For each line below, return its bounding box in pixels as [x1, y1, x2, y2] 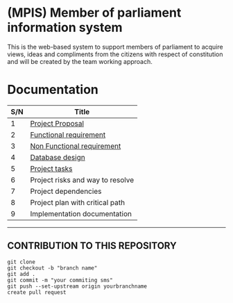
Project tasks [30, 163, 73, 173]
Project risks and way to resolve [30, 175, 135, 185]
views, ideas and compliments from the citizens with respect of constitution [7, 50, 223, 58]
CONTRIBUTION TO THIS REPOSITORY [7, 240, 177, 252]
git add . [7, 270, 36, 277]
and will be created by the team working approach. [7, 57, 153, 65]
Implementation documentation [30, 208, 132, 218]
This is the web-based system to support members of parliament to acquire [7, 42, 223, 51]
